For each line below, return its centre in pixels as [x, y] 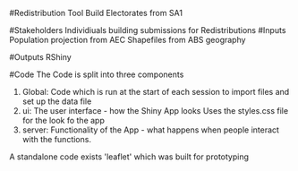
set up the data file [57, 101]
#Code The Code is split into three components [97, 74]
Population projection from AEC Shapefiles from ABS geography [128, 40]
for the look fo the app [63, 120]
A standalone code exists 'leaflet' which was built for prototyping [129, 157]
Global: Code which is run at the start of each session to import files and [156, 92]
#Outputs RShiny [40, 57]
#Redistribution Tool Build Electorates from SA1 [96, 13]
